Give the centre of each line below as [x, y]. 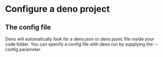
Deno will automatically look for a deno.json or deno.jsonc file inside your [80, 39]
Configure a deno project [58, 9]
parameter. [30, 49]
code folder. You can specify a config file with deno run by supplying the [79, 44]
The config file [28, 27]
